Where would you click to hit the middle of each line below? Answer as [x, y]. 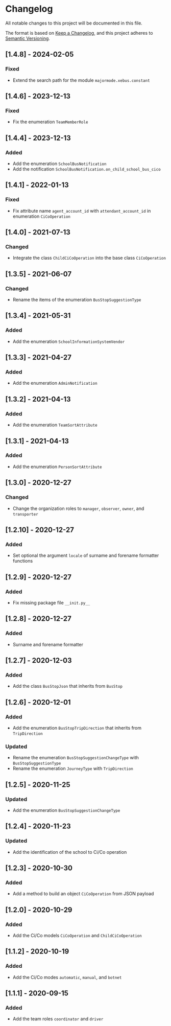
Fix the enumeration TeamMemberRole [50, 122]
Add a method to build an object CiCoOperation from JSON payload [83, 894]
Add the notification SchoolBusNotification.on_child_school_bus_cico [87, 169]
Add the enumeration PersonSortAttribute [57, 467]
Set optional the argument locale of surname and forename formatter [86, 555]
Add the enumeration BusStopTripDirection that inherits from [77, 728]
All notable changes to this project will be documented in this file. [74, 23]
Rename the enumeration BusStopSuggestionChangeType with [76, 758]
